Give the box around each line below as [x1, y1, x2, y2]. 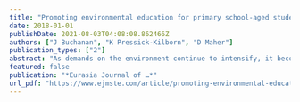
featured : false [9, 63, 70, 72]
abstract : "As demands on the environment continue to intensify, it [9, 54, 274, 63]
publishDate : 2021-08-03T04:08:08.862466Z [9, 29, 170, 38]
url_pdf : [9, 79, 42, 88]
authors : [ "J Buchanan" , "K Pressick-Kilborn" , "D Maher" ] [9, 37, 234, 47]
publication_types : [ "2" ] [9, 46, 105, 55]
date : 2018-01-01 [9, 21, 74, 30]
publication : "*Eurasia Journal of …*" [9, 71, 158, 80]
